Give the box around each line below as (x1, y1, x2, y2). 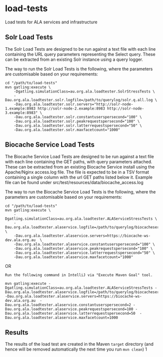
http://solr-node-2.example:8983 (37, 106, 105, 111)
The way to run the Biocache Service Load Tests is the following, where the (5, 188, 156, 195)
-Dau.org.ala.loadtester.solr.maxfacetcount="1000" (14, 127, 120, 132)
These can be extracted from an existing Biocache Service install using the (5, 164, 155, 169)
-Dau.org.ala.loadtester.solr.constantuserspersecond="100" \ (14, 114, 142, 119)
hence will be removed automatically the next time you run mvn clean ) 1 (5, 346, 147, 352)
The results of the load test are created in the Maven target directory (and (5, 341, 154, 347)
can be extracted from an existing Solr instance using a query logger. (5, 56, 143, 62)
